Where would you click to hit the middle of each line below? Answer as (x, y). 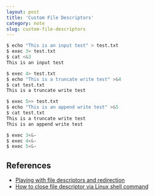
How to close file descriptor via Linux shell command (82, 187)
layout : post (23, 12)
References (29, 165)
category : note (26, 23)
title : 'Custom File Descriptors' (50, 18)
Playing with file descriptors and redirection (70, 180)
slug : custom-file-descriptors (46, 29)
